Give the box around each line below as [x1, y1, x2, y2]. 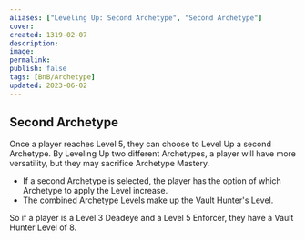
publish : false [9, 65, 67, 74]
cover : [9, 22, 35, 31]
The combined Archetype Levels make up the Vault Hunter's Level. [22, 195, 274, 205]
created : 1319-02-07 [9, 30, 88, 39]
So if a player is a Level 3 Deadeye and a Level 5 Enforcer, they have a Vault [9, 213, 294, 224]
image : [9, 47, 35, 56]
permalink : [9, 55, 51, 65]
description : [9, 38, 59, 48]
